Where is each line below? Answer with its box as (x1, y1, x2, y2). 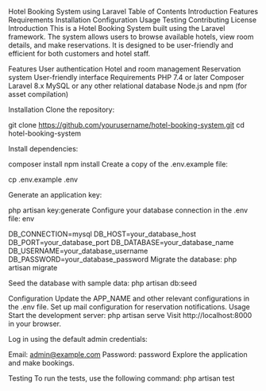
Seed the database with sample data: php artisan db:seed (8, 278, 197, 288)
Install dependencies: (8, 144, 79, 153)
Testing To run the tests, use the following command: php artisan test (8, 374, 235, 383)
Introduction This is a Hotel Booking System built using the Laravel (8, 24, 226, 33)
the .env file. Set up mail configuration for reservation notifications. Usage (8, 302, 250, 312)
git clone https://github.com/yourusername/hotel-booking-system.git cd (8, 121, 245, 129)
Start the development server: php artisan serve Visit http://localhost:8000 (8, 311, 253, 320)
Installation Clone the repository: (8, 105, 115, 114)
